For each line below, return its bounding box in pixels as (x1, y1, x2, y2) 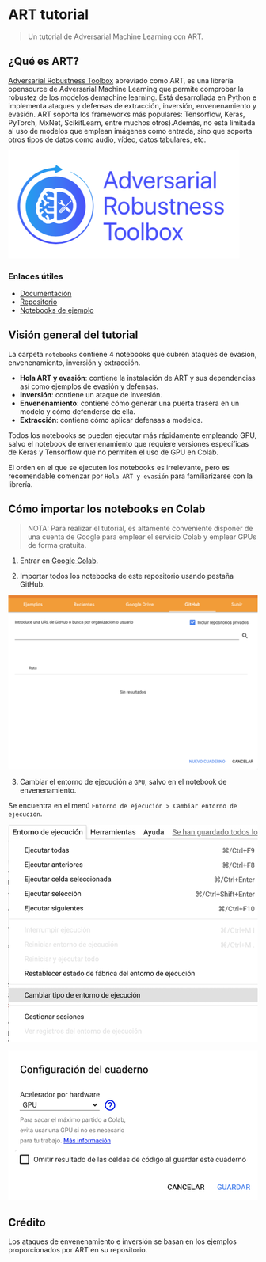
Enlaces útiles (8, 271, 63, 282)
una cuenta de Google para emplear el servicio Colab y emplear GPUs (27, 532, 257, 542)
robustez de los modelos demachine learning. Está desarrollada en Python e (8, 93, 257, 102)
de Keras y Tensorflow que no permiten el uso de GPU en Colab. (8, 447, 219, 457)
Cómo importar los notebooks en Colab (8, 503, 206, 516)
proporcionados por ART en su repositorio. (8, 1245, 148, 1255)
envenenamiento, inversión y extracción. (8, 358, 141, 367)
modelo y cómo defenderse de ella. (19, 406, 136, 416)
